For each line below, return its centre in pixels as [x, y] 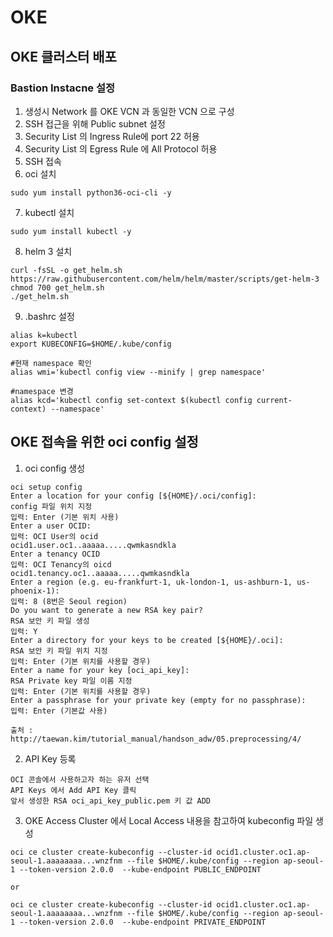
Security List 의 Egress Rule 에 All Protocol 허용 [121, 148]
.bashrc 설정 [49, 316]
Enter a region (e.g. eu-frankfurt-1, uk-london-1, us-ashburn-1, [151, 582]
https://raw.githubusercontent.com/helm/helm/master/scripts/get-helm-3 [165, 279]
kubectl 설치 [49, 212]
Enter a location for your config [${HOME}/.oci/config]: [133, 496]
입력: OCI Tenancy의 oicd [61, 564]
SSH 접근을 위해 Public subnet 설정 [95, 123]
